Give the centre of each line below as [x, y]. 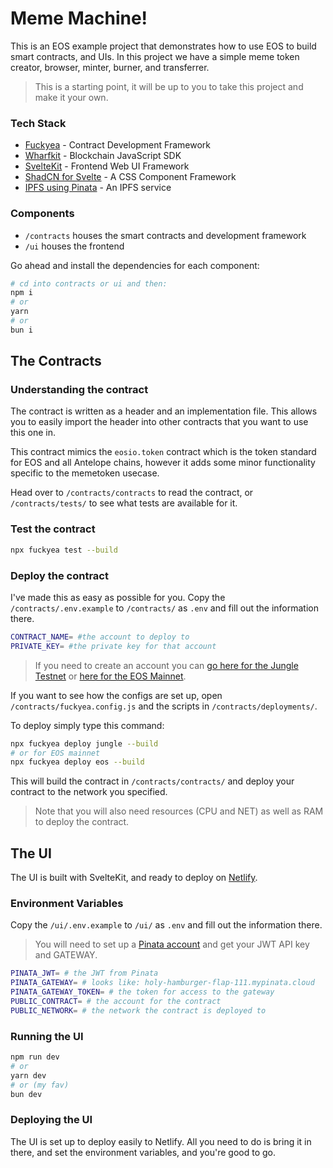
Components [42, 214]
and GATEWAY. [66, 955]
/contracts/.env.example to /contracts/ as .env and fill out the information [165, 608]
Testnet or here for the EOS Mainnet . [110, 676]
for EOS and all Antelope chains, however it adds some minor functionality [163, 463]
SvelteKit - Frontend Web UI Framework [107, 166]
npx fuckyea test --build [64, 550]
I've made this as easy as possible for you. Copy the [118, 597]
